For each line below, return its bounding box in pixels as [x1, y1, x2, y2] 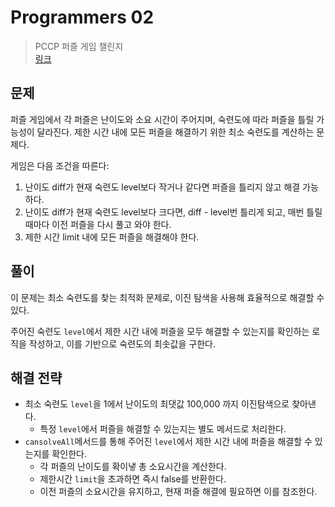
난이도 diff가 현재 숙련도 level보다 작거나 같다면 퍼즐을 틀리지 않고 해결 [24, 181, 301, 193]
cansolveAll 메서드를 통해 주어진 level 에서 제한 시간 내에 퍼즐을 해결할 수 [24, 436, 313, 448]
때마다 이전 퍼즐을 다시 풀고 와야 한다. [24, 218, 172, 230]
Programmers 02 [10, 6, 155, 29]
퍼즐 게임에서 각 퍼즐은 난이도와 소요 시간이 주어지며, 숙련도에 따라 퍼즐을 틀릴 [10, 113, 315, 125]
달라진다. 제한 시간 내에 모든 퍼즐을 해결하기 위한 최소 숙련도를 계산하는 [36, 126, 315, 138]
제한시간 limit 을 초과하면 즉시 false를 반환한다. [39, 473, 227, 485]
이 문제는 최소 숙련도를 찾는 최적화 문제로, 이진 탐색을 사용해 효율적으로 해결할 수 [10, 291, 325, 303]
